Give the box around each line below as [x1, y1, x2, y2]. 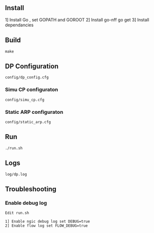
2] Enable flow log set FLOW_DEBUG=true [5, 223, 88, 228]
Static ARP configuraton [5, 108, 64, 115]
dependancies [5, 22, 34, 28]
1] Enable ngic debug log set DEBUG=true [5, 219, 90, 224]
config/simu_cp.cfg [5, 97, 45, 102]
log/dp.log [5, 172, 27, 177]
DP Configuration [5, 62, 59, 71]
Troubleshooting [5, 185, 57, 194]
